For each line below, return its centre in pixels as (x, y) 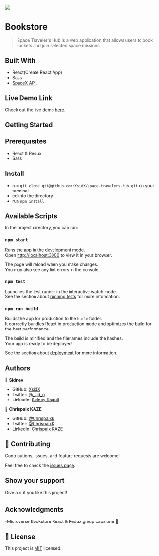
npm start (17, 240)
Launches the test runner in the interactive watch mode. (61, 291)
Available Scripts (31, 216)
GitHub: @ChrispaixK (33, 418)
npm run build (22, 308)
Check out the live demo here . (35, 110)
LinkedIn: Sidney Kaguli (35, 400)
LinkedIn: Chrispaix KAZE (37, 429)
